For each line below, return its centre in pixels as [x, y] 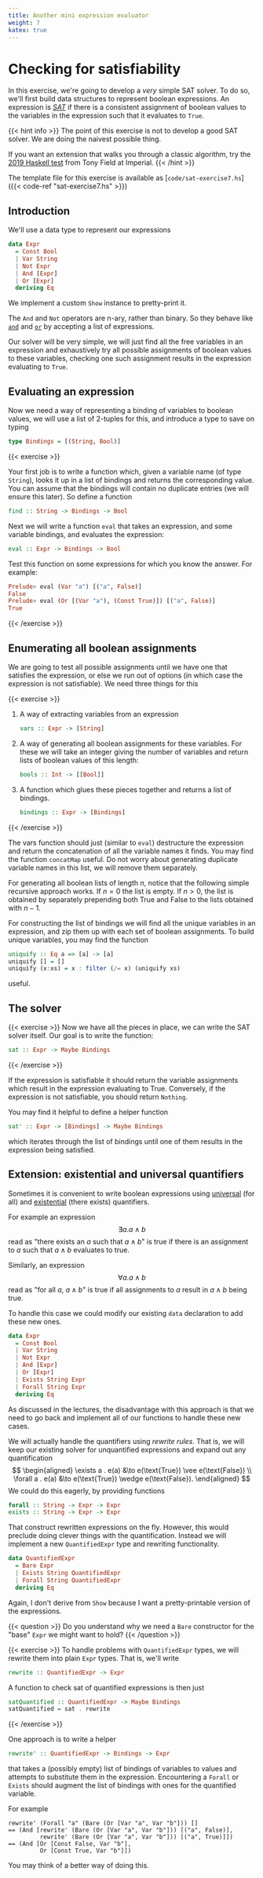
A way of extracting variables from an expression [99, 714]
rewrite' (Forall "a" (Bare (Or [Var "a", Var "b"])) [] [103, 1823]
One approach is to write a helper [62, 1739]
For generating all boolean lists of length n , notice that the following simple [129, 882]
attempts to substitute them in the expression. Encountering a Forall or [124, 1777]
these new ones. [35, 1321]
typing [18, 427]
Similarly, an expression [46, 1265]
